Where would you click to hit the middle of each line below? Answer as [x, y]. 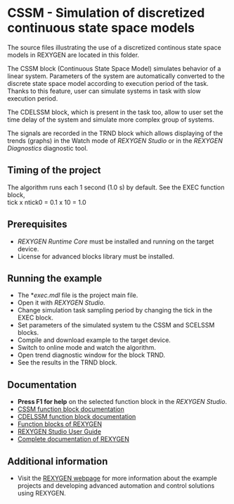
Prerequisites [37, 224]
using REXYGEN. [42, 493]
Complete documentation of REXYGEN [73, 439]
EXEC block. [35, 317]
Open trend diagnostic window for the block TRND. [91, 355]
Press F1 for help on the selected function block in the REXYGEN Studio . [122, 402]
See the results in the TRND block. [67, 363]
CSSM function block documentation [71, 409]
